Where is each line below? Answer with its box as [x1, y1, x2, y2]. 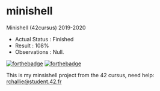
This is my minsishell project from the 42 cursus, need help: [6, 71, 155, 78]
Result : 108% [14, 42, 49, 49]
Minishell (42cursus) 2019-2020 [6, 24, 86, 31]
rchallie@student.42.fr [6, 78, 62, 85]
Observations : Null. [14, 48, 64, 55]
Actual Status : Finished [14, 35, 74, 43]
